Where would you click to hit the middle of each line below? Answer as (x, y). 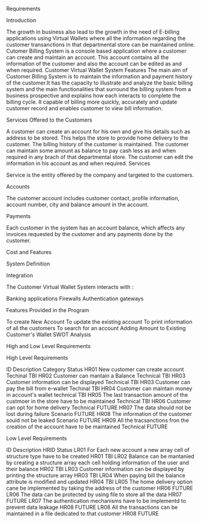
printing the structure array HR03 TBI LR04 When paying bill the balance (96, 475)
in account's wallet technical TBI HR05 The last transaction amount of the (97, 395)
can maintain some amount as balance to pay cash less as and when (91, 150)
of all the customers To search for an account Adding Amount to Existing (96, 328)
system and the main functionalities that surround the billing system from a (99, 89)
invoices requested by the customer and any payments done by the (89, 234)
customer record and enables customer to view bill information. (85, 108)
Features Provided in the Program (48, 310)
